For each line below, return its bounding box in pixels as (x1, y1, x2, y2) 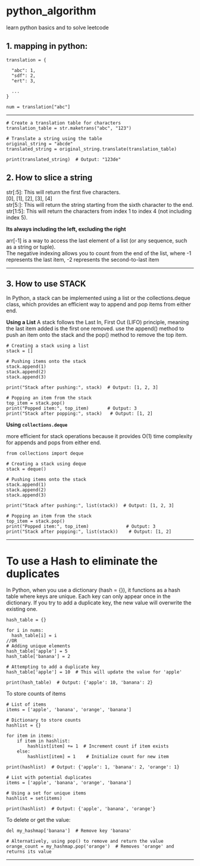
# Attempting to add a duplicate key (6, 664, 100, 670)
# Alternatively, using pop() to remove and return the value (6, 839, 164, 845)
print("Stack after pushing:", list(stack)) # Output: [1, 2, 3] (6, 502, 174, 509)
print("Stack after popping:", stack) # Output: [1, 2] (6, 411, 153, 417)
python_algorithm (6, 4, 96, 18)
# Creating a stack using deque (6, 461, 86, 467)
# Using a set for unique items (6, 790, 86, 796)
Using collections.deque (6, 421, 68, 429)
